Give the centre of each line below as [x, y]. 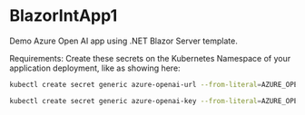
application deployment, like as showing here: [95, 68]
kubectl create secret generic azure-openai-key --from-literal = [135, 101]
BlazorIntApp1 [64, 16]
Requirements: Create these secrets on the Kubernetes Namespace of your [150, 58]
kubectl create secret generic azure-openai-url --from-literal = [135, 84]
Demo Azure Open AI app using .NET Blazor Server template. [123, 41]
